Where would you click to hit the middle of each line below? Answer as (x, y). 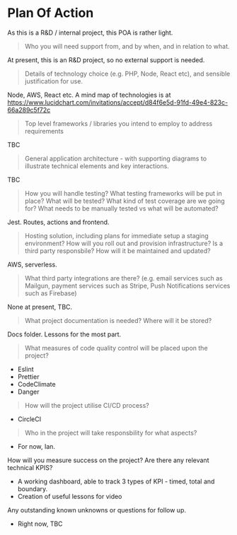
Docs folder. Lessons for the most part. (64, 334)
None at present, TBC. (40, 307)
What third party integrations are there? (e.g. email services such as (123, 278)
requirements (44, 131)
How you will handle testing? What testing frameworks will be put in (123, 193)
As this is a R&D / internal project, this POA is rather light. (90, 33)
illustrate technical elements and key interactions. (97, 166)
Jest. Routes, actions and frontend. (58, 222)
